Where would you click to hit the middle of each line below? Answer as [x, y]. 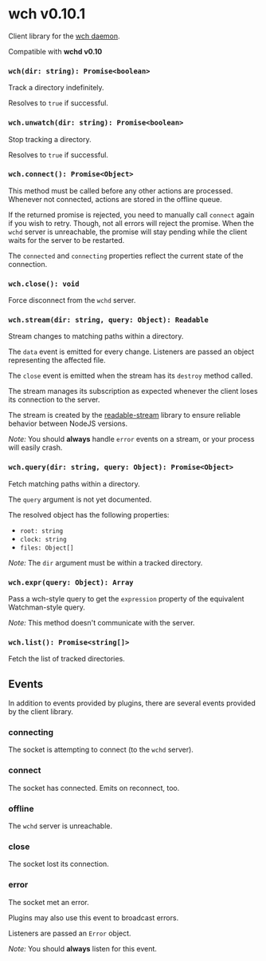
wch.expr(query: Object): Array [71, 582]
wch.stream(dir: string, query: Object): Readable [108, 320]
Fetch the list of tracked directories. [66, 659]
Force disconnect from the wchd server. [72, 300]
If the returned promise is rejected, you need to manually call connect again [131, 214]
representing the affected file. [57, 360]
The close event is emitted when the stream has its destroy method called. [131, 375]
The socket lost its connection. [59, 864]
